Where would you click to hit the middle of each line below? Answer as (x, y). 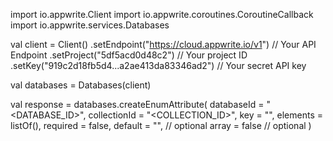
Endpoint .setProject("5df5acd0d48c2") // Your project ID (129, 55)
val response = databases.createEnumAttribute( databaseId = (137, 104)
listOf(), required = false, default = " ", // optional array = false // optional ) (161, 125)
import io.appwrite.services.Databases (90, 25)
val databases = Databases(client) (81, 85)
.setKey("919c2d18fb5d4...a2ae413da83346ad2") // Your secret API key (158, 65)
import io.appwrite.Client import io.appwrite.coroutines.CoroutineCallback (162, 14)
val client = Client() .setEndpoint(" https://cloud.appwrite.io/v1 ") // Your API (163, 44)
